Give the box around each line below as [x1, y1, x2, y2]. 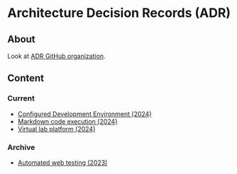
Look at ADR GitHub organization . [7, 52, 106, 60]
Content [7, 72, 45, 84]
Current [7, 93, 35, 103]
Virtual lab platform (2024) [17, 124, 96, 133]
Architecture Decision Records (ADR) [7, 5, 231, 21]
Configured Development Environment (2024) [17, 110, 152, 118]
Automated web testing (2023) [17, 158, 108, 167]
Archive [7, 142, 35, 152]
